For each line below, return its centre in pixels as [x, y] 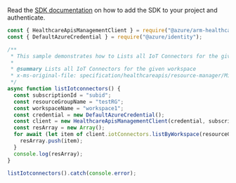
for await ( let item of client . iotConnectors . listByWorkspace [106, 135]
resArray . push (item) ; [51, 141]
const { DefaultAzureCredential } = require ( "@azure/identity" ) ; [105, 37]
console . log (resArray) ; [48, 154]
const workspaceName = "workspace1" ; [69, 108]
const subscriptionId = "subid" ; [63, 95]
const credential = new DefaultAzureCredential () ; [89, 115]
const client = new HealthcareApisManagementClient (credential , [110, 121]
